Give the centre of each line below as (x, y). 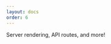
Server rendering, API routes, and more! (56, 34)
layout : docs (23, 12)
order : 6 (17, 17)
